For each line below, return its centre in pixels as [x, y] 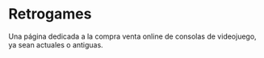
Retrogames [50, 14]
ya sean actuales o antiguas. [56, 44]
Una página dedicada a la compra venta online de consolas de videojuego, [132, 36]
